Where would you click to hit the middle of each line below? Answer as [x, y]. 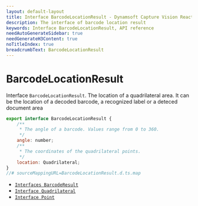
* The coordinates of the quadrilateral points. [80, 151]
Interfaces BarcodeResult [46, 185]
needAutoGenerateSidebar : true [44, 34]
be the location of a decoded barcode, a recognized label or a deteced [92, 101]
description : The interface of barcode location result [76, 22]
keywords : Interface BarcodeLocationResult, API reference [80, 28]
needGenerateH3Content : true [42, 39]
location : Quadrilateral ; [49, 162]
